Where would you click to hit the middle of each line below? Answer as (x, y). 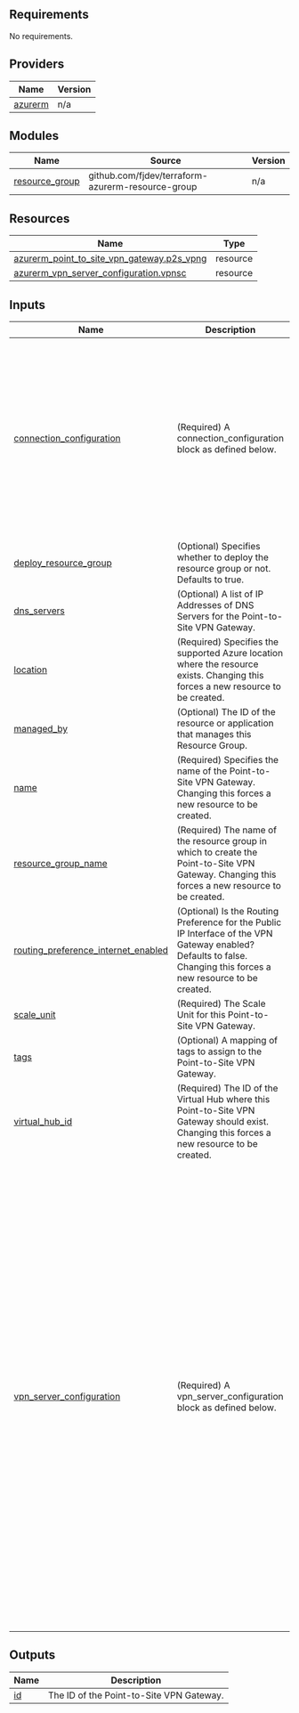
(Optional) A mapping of (227, 1041)
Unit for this (201, 1015)
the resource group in (222, 841)
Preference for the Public (229, 922)
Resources (40, 219)
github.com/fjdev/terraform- (148, 175)
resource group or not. (224, 569)
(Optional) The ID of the (226, 712)
